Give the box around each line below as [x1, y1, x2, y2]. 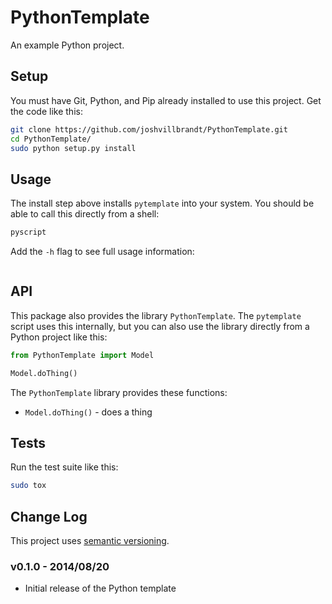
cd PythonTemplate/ [10, 134, 92, 144]
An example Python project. [10, 39, 125, 51]
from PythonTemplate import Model [10, 350, 155, 360]
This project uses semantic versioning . [10, 535, 170, 547]
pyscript [10, 227, 47, 238]
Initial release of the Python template [24, 582, 177, 595]
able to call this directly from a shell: [10, 208, 160, 220]
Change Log [10, 508, 88, 525]
